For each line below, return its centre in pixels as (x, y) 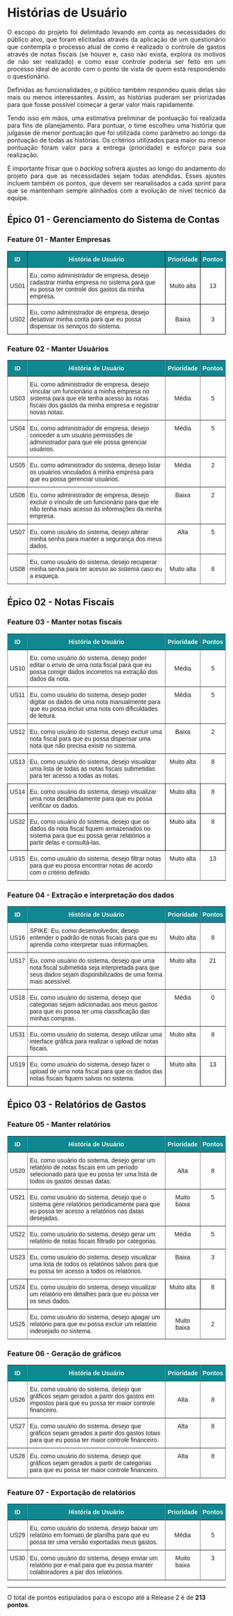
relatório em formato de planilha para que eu (90, 1535)
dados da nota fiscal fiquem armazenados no (90, 828)
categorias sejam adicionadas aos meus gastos (94, 1004)
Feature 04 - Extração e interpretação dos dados (91, 895)
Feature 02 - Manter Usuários (58, 349)
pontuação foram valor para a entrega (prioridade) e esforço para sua (116, 147)
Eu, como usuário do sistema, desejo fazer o (90, 1064)
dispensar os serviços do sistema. (76, 326)
